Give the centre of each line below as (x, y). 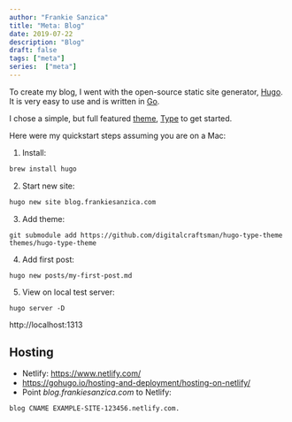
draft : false (33, 50)
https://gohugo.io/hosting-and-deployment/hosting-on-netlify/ (136, 383)
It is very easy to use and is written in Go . (85, 101)
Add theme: (43, 219)
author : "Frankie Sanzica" (59, 17)
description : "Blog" (47, 42)
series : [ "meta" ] (43, 67)
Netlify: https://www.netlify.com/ (81, 373)
